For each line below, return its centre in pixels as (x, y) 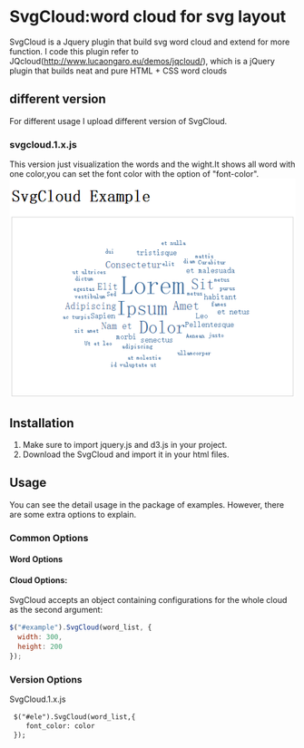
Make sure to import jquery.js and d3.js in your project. (125, 444)
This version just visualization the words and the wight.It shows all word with (152, 164)
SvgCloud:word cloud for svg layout (148, 17)
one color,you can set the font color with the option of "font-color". (134, 174)
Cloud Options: (39, 580)
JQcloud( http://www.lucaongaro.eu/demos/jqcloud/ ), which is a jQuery (142, 61)
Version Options (46, 679)
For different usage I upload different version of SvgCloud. (118, 121)
